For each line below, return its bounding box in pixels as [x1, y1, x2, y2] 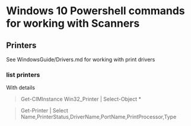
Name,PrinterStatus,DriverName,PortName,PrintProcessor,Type [20, 114, 177, 121]
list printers [6, 70, 40, 79]
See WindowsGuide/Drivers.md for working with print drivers [6, 56, 155, 63]
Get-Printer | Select [20, 107, 68, 114]
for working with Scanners [6, 17, 140, 30]
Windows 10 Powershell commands [6, 4, 185, 18]
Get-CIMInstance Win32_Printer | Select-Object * [20, 96, 141, 103]
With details [6, 84, 36, 91]
